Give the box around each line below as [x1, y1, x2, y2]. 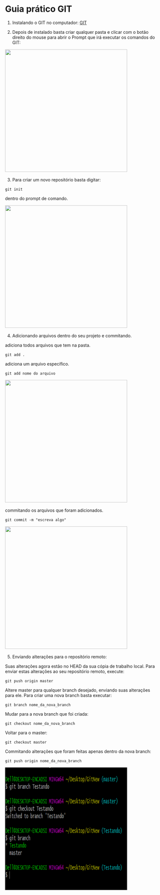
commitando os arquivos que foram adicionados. [5, 507, 103, 513]
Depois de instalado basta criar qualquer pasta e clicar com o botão [12, 29, 149, 35]
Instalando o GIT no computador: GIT [12, 20, 87, 25]
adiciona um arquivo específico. [5, 361, 69, 367]
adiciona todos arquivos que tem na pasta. [5, 342, 91, 348]
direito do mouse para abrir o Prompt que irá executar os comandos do [12, 34, 155, 40]
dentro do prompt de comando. [5, 195, 68, 201]
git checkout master [5, 740, 47, 745]
